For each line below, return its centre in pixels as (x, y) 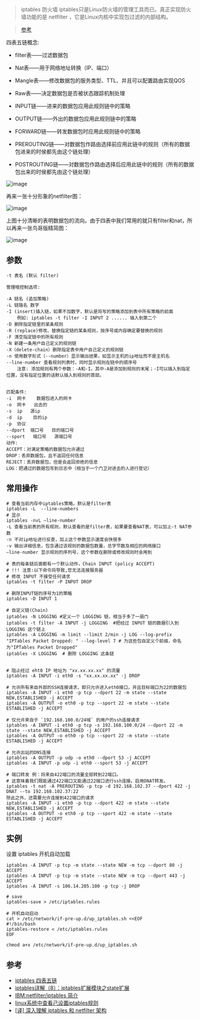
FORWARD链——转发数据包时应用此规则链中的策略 (78, 131)
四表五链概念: (23, 42)
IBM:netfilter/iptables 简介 (47, 995)
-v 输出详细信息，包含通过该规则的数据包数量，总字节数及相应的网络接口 (84, 546)
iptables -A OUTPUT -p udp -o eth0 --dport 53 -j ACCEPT (79, 758)
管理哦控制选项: (23, 287)
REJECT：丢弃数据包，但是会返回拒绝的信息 (52, 462)
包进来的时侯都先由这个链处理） (54, 152)
